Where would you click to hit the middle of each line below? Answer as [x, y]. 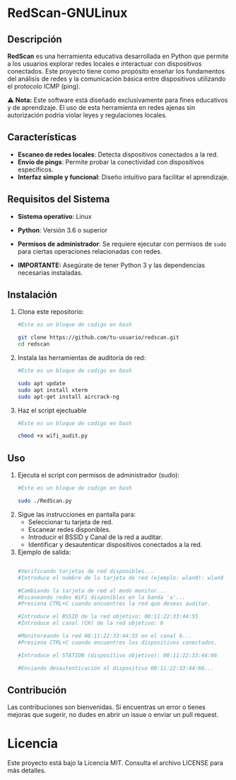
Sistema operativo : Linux [54, 216]
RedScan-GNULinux [67, 13]
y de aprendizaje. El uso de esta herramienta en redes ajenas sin [101, 107]
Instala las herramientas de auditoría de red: [82, 358]
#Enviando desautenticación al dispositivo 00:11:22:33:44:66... [116, 668]
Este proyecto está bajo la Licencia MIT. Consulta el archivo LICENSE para [116, 763]
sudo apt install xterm [53, 390]
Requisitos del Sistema [59, 199]
